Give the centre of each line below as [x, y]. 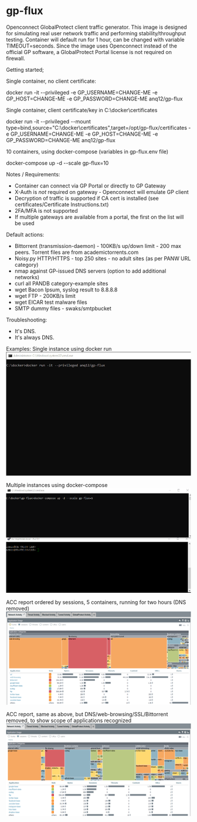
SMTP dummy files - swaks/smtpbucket [63, 308]
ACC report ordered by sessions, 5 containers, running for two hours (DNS [96, 602]
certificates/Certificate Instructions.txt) [62, 204]
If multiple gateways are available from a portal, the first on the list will [99, 217]
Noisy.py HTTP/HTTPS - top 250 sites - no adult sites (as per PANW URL [103, 258]
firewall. [16, 58]
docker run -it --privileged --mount [48, 121]
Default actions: [25, 234]
